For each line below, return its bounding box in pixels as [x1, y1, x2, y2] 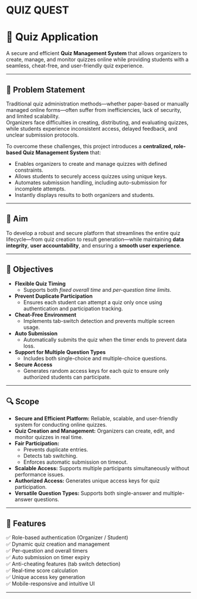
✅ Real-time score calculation [6, 567, 78, 574]
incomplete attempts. [14, 185, 66, 192]
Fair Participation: [14, 440, 60, 447]
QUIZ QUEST [6, 4, 69, 17]
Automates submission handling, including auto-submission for [14, 179, 167, 186]
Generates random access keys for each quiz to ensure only [23, 367, 169, 374]
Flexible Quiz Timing [14, 280, 66, 287]
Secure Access [14, 361, 53, 368]
